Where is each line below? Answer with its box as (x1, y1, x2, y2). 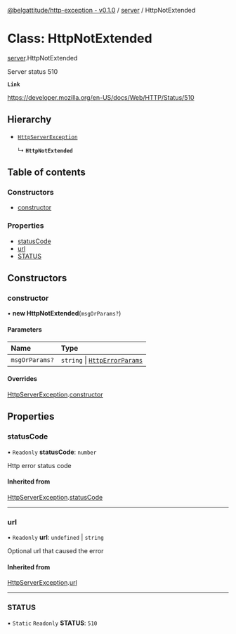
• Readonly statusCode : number (7, 448, 97, 456)
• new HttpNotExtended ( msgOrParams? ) (7, 309, 122, 318)
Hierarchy (7, 114, 52, 126)
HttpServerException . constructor (7, 390, 103, 399)
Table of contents (7, 167, 86, 179)
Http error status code (7, 461, 72, 470)
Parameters (7, 325, 42, 334)
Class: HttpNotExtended (7, 31, 152, 46)
